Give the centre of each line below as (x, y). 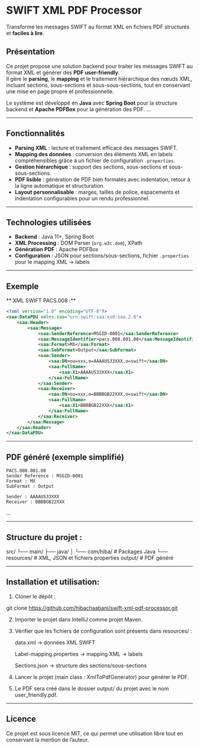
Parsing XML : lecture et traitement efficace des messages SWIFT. (96, 148)
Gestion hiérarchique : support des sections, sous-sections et (91, 166)
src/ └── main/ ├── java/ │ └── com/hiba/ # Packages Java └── (87, 551)
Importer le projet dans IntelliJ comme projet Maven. (78, 619)
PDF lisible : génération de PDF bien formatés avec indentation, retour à (102, 179)
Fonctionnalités (36, 133)
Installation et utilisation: (53, 582)
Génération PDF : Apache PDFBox (57, 250)
